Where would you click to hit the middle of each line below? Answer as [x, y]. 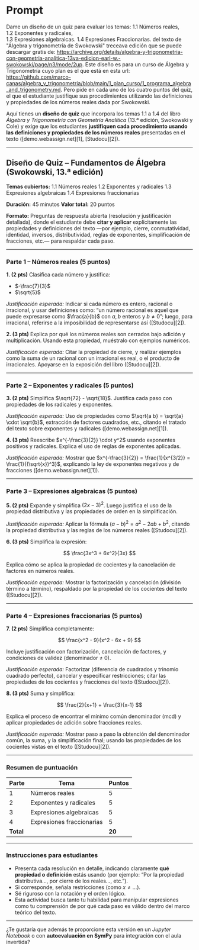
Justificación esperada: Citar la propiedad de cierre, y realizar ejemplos [94, 352]
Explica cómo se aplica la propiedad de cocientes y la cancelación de [91, 564]
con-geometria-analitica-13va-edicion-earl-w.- [63, 58]
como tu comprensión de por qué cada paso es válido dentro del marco [102, 906]
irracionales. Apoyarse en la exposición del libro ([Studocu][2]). [84, 365]
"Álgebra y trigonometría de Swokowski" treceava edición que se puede [94, 46]
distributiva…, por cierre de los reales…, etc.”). [71, 881]
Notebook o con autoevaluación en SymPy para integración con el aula [94, 935]
